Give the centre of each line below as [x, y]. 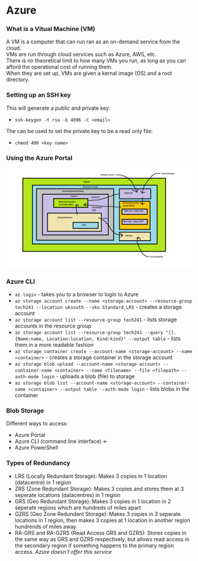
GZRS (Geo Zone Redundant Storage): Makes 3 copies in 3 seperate [98, 514]
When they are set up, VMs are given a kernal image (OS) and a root [89, 73]
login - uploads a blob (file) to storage [88, 376]
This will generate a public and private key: [58, 108]
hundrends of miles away [46, 527]
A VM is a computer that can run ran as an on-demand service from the [93, 42]
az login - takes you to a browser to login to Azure [77, 294]
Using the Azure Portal [39, 158]
